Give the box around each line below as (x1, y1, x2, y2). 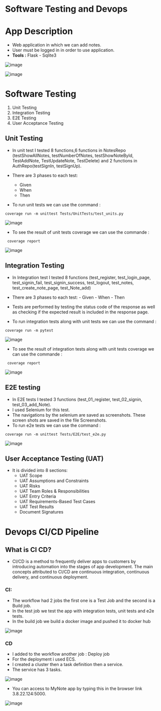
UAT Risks (19, 483, 41, 489)
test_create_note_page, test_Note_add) (12, 285, 92, 290)
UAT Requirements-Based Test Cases (19, 499, 95, 505)
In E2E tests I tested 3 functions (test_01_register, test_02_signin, (12, 396, 142, 402)
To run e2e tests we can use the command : (12, 422, 101, 428)
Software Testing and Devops (5, 3, 128, 15)
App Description (5, 26, 73, 37)
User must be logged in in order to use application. (12, 47, 115, 53)
